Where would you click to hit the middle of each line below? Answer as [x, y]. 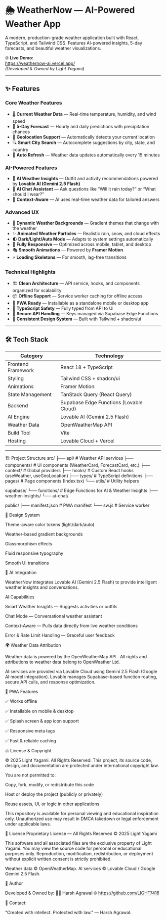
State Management [30, 394]
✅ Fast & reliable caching [31, 741]
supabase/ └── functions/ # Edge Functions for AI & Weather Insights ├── [82, 490]
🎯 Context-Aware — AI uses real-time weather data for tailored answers [86, 199]
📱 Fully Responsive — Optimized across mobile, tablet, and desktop [82, 244]
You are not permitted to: [30, 775]
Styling [16, 379]
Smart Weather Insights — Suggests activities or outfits [61, 607]
